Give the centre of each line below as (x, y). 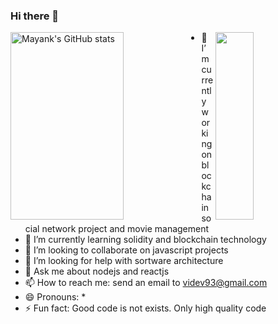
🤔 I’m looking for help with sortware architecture (124, 261)
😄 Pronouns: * (55, 297)
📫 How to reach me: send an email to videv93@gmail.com (146, 283)
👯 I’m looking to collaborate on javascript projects (126, 250)
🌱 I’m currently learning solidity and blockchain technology (145, 240)
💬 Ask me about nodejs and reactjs (97, 271)
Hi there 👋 (35, 16)
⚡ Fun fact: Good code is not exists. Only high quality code (145, 308)
